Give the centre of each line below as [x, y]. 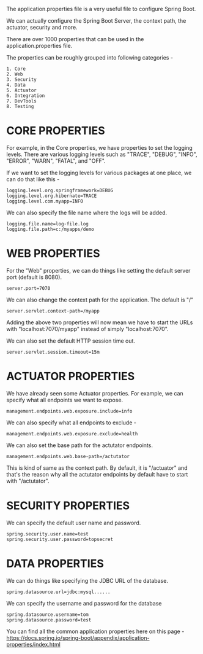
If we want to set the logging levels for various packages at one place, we [99, 173]
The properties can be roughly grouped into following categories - [90, 57]
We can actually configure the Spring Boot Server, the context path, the [96, 21]
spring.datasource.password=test [49, 620]
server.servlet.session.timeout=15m [53, 352]
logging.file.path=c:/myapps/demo [50, 229]
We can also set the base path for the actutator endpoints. [79, 445]
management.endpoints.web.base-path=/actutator [68, 456]
